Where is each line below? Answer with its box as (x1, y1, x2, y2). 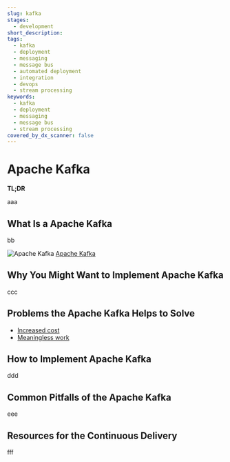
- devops (13, 81, 39, 88)
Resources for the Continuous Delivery (7, 430, 178, 441)
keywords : (7, 94, 36, 101)
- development (13, 23, 54, 30)
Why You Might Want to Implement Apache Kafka (7, 270, 224, 281)
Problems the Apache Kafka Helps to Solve (7, 308, 195, 319)
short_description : (7, 29, 63, 37)
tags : (7, 36, 23, 43)
